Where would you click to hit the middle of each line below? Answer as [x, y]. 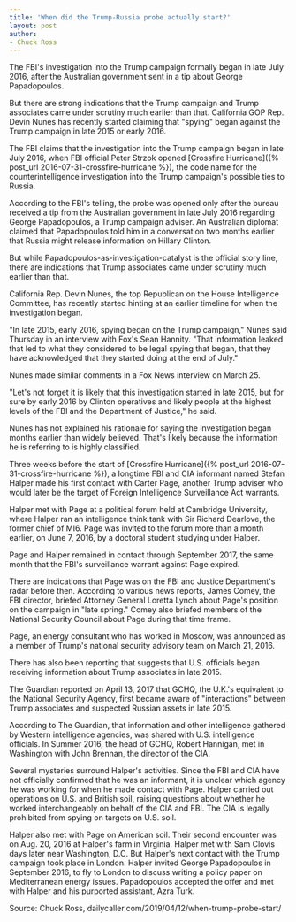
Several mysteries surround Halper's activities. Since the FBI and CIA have [144, 771]
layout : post [33, 26]
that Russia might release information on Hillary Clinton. [110, 241]
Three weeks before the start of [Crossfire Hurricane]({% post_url [129, 465]
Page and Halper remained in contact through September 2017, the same [141, 555]
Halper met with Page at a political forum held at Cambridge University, [138, 510]
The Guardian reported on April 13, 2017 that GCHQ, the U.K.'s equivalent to [147, 689]
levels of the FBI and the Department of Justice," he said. [113, 411]
